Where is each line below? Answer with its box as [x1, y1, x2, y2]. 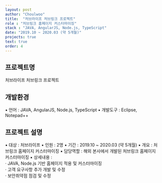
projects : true [5, 35, 36, 40]
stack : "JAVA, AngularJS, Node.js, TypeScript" [5, 26, 107, 30]
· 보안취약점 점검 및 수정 [5, 173, 51, 179]
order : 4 [5, 44, 23, 49]
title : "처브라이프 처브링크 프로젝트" [5, 16, 76, 21]
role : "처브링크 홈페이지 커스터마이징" [5, 21, 77, 26]
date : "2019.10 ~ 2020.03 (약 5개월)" [5, 30, 82, 35]
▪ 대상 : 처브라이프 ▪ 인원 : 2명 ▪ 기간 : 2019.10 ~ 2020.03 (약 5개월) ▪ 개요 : [5, 142, 153, 148]
